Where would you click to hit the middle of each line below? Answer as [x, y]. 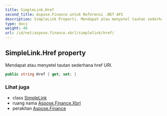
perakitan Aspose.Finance [39, 108]
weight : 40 [16, 28]
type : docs [16, 24]
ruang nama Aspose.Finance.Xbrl [46, 103]
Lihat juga [17, 87]
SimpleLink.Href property [45, 53]
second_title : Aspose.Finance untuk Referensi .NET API [64, 14]
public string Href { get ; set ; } [41, 74]
